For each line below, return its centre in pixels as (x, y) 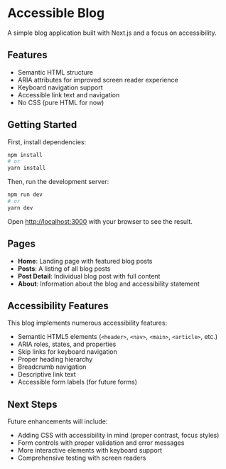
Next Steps (32, 404)
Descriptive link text (47, 374)
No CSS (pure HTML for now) (61, 102)
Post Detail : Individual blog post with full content (89, 276)
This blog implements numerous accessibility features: (87, 323)
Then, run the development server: (58, 182)
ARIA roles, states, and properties (67, 344)
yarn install (27, 168)
